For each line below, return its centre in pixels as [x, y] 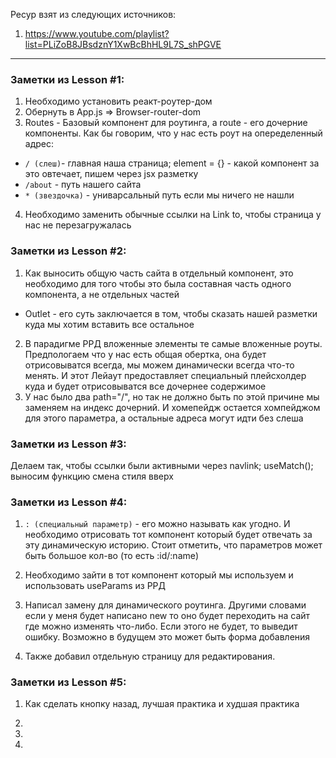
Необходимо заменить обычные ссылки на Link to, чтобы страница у [173, 215]
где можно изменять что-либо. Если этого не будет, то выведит [161, 626]
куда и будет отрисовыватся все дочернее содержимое [145, 386]
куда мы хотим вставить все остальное [109, 324]
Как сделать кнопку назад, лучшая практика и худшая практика [162, 704]
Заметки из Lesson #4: [69, 502]
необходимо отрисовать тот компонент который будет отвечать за [168, 535]
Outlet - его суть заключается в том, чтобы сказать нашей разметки [171, 313]
